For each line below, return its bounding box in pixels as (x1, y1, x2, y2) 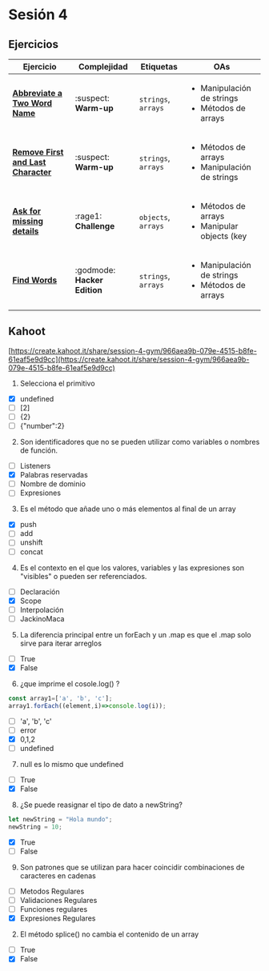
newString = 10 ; (8, 822, 62, 831)
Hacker (74, 274, 103, 286)
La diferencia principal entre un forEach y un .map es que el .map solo (19, 629, 251, 639)
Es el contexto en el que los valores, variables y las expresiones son (19, 562, 245, 573)
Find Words (12, 274, 58, 286)
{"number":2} (19, 422, 66, 430)
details (12, 226, 39, 237)
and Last (12, 157, 46, 167)
